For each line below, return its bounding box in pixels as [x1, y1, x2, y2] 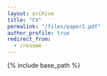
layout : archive [7, 10, 54, 17]
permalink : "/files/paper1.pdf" [7, 23, 101, 30]
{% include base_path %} [7, 61, 81, 69]
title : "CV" [7, 17, 42, 23]
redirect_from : [7, 36, 51, 43]
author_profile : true [7, 29, 70, 37]
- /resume [13, 42, 42, 49]
